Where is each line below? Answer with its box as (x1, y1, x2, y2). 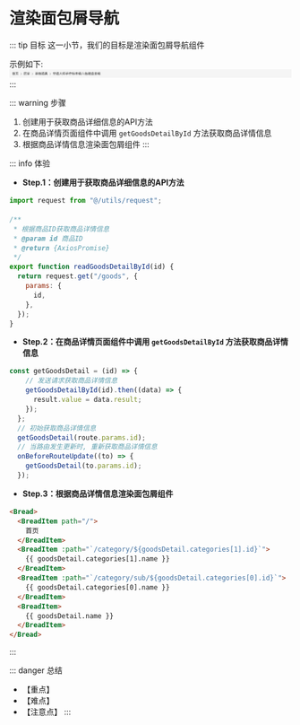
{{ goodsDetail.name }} (25, 611, 115, 620)
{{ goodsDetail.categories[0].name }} (25, 582, 170, 592)
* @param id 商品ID (13, 234, 83, 243)
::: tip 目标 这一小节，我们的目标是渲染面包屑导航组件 (9, 39, 205, 50)
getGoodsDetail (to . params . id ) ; (25, 461, 142, 471)
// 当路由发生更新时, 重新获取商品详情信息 (17, 442, 159, 451)
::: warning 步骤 (9, 98, 67, 109)
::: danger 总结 (9, 665, 63, 676)
